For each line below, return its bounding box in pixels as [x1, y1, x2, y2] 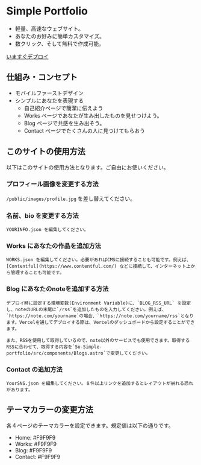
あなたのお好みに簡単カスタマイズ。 [14, 32, 105, 40]
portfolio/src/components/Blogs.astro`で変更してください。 [6, 350, 151, 356]
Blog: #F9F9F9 [14, 446, 52, 454]
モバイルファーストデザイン [14, 89, 84, 96]
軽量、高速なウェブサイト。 [14, 25, 84, 32]
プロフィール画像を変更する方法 [6, 180, 99, 188]
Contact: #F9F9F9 [14, 453, 61, 460]
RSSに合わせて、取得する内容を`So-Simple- [6, 344, 102, 350]
